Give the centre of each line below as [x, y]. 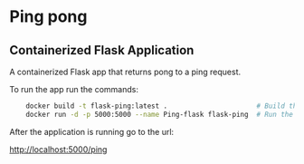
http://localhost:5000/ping [58, 149]
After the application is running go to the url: [92, 131]
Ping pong [48, 17]
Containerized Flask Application [102, 50]
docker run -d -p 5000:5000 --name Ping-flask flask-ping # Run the [160, 114]
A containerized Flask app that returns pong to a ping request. [125, 72]
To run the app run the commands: [74, 89]
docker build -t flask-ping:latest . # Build [155, 106]
